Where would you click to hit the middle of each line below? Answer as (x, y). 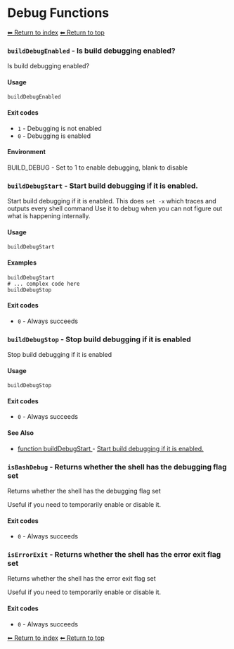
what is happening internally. (49, 216)
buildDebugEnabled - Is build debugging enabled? (91, 51)
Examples (22, 263)
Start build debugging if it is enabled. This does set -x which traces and (112, 201)
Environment (26, 152)
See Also (20, 433)
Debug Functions (58, 13)
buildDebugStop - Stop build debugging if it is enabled (99, 339)
